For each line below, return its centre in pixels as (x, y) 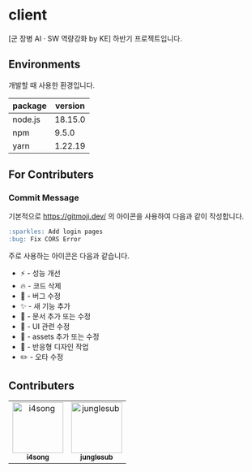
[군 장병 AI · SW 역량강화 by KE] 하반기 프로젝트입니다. (95, 38)
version (70, 106)
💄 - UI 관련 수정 (45, 327)
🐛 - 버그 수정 (40, 296)
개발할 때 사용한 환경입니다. (52, 85)
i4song (38, 457)
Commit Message (44, 198)
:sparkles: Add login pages (56, 232)
